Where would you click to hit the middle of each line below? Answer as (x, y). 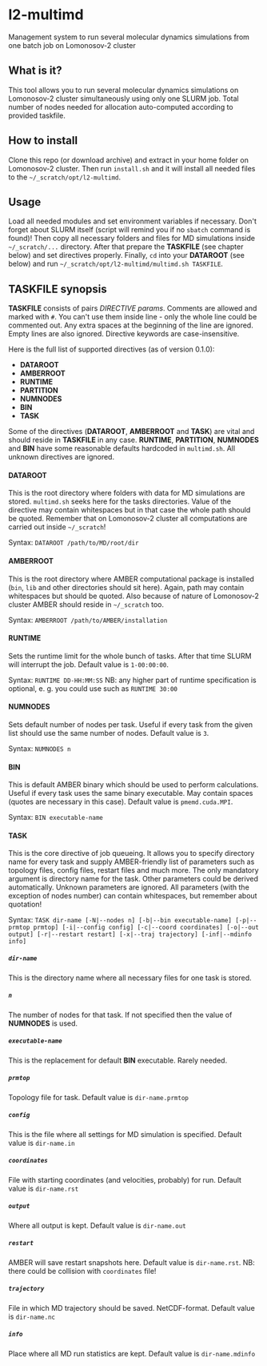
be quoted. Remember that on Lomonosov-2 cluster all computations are (128, 519)
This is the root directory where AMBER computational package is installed (131, 579)
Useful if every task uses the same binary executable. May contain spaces (131, 793)
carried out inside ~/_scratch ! (57, 527)
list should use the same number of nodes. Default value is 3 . (109, 733)
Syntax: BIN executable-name (56, 818)
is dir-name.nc (32, 1317)
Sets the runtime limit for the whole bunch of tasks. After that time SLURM (130, 656)
